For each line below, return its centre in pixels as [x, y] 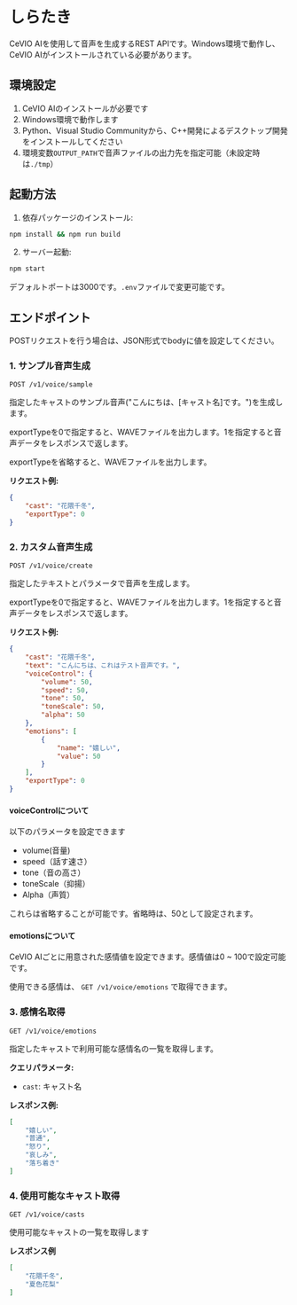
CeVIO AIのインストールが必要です [85, 108]
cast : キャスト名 [52, 1086]
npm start [27, 269]
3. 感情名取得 [37, 1012]
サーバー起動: [47, 252]
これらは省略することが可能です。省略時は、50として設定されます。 [133, 914]
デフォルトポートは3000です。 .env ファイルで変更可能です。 [119, 287]
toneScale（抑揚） [56, 884]
